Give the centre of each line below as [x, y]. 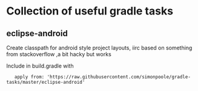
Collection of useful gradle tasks [90, 11]
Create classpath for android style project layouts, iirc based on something [99, 48]
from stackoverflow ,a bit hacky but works [59, 54]
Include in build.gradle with [40, 66]
